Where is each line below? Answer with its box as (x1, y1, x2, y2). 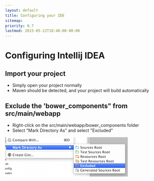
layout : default (5, 8, 38, 13)
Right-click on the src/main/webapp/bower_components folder (12, 122, 139, 128)
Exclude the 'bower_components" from (5, 101, 128, 110)
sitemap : (5, 18, 23, 23)
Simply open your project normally (12, 82, 82, 88)
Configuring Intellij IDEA (5, 50, 105, 61)
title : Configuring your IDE (5, 13, 65, 18)
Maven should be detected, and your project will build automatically (12, 88, 150, 94)
